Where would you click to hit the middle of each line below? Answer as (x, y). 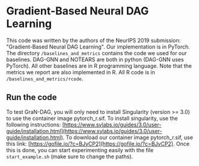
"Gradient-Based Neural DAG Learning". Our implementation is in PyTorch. (98, 47)
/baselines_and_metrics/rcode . (45, 79)
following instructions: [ (35, 125)
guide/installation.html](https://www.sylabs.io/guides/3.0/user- (84, 131)
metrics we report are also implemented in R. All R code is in (81, 72)
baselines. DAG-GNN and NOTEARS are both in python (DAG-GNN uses (95, 59)
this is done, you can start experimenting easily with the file (80, 150)
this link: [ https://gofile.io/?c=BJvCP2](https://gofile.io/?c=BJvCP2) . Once (98, 144)
